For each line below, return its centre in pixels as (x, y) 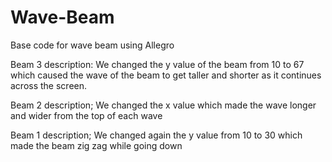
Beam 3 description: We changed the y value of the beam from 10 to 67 (157, 64)
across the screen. (49, 85)
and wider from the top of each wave (86, 115)
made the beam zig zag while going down (96, 145)
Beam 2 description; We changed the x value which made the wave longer (163, 105)
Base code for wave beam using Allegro (92, 45)
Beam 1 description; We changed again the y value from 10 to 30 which (156, 135)
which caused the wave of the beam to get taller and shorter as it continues (166, 75)
